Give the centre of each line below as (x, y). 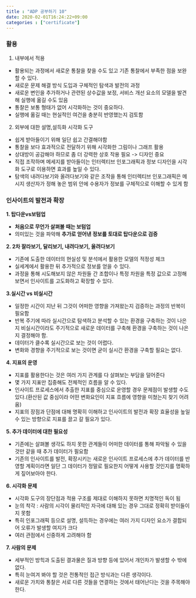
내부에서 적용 (30, 58)
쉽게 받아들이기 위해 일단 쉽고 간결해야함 (61, 139)
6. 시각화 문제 (21, 486)
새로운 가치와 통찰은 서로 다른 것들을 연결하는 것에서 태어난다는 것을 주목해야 (102, 582)
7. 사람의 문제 (21, 547)
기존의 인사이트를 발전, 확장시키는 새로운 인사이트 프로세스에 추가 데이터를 (99, 458)
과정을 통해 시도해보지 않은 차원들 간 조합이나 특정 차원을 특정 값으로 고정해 (101, 273)
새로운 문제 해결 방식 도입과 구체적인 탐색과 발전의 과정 (77, 85)
